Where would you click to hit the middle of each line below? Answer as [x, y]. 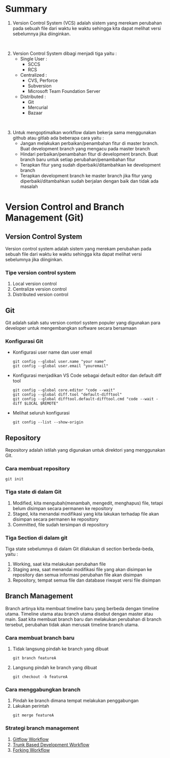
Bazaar [35, 113]
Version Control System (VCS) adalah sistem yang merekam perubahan [87, 23]
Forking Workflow [31, 750]
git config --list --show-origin [48, 422]
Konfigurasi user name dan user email [52, 352]
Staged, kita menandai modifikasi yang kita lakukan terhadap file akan [86, 514]
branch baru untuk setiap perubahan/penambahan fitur [78, 159]
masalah [29, 186]
